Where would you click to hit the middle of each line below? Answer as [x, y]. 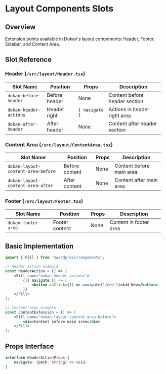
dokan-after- [23, 124]
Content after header [133, 124]
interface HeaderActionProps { [37, 358]
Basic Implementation [40, 246]
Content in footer [129, 222]
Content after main [136, 180]
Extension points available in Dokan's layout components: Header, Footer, [80, 39]
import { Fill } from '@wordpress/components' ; [55, 258]
